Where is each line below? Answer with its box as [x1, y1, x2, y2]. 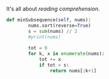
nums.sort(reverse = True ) [28, 22, 91, 29]
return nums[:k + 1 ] [49, 67, 97, 74]
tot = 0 [28, 45, 47, 51]
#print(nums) [28, 33, 62, 40]
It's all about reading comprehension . [6, 5, 100, 12]
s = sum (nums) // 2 [28, 28, 78, 34]
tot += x [38, 57, 62, 63]
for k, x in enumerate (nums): [28, 51, 105, 57]
